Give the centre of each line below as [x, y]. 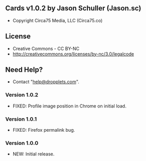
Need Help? [24, 70]
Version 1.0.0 [22, 143]
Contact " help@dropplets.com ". [46, 82]
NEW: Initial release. [33, 154]
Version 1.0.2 [22, 95]
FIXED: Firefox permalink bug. [44, 130]
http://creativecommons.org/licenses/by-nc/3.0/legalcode [73, 54]
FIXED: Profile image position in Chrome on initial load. [69, 106]
